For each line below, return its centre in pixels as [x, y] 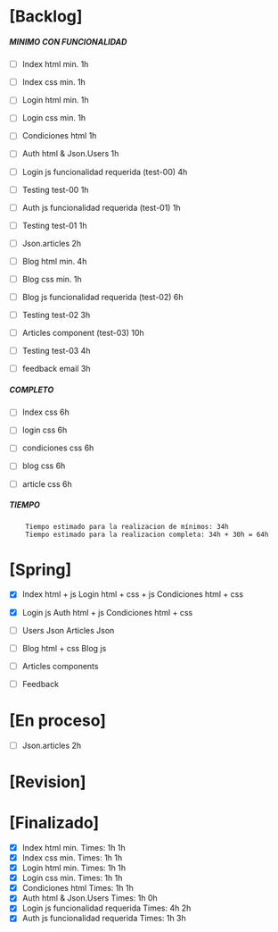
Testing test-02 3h [56, 315]
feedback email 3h [56, 369]
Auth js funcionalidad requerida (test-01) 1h [101, 207]
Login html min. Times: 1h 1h [74, 868]
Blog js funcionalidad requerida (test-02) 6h [102, 297]
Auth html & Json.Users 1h [70, 154]
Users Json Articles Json [68, 630]
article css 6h [47, 483]
